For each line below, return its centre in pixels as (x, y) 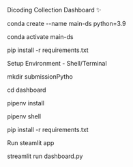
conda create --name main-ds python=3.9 (66, 24)
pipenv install (26, 103)
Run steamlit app (31, 143)
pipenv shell (24, 116)
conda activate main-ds (40, 37)
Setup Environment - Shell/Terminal (57, 63)
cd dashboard (27, 90)
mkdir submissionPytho (40, 77)
